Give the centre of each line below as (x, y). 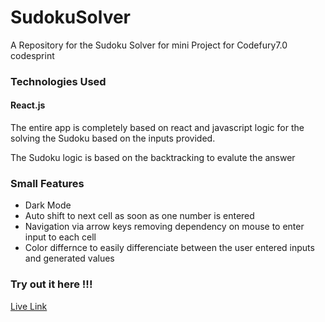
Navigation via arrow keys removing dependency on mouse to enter (164, 227)
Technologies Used (58, 81)
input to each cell (60, 237)
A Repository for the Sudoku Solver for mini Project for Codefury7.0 (149, 45)
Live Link (29, 306)
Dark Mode (48, 205)
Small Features (47, 183)
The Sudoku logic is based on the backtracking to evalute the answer (153, 158)
